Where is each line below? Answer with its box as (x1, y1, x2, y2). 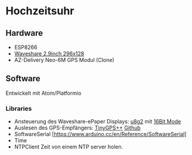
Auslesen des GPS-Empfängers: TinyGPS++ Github (14, 124, 141, 132)
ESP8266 (14, 44, 38, 51)
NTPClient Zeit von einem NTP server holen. (14, 143, 123, 150)
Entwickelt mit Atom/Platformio (5, 89, 82, 97)
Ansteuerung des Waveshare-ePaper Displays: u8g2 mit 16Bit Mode (14, 118, 181, 125)
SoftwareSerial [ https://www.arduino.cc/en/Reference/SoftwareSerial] (14, 131, 187, 138)
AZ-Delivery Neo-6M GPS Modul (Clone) (14, 57, 114, 63)
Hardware (5, 28, 43, 38)
